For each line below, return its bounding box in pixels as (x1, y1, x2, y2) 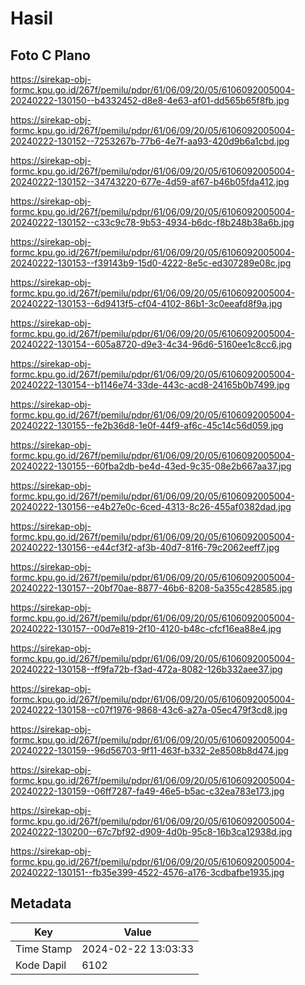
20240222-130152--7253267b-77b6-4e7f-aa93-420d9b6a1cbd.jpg (10, 135, 290, 147)
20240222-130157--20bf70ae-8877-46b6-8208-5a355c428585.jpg (10, 582, 293, 594)
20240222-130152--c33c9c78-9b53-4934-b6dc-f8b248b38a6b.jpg (10, 217, 295, 228)
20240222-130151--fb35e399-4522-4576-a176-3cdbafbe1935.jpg (10, 867, 285, 878)
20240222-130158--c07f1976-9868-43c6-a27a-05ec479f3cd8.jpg (10, 704, 288, 716)
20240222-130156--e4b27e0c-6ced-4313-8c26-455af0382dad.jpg (10, 501, 292, 512)
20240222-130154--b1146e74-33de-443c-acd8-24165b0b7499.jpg (10, 379, 290, 391)
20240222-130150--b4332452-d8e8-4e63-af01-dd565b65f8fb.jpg (10, 95, 290, 106)
